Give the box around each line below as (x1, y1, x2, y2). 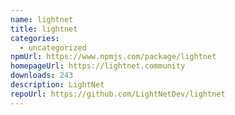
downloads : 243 (10, 71, 74, 81)
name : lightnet (10, 14, 74, 25)
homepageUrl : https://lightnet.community (10, 61, 186, 71)
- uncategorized (19, 42, 87, 53)
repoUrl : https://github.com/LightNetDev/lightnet (10, 89, 226, 99)
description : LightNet (10, 80, 105, 90)
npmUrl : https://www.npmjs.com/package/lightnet (10, 52, 217, 62)
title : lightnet (10, 24, 78, 34)
